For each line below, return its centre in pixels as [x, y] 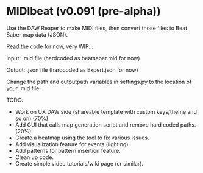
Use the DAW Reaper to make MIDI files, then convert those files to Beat [97, 28]
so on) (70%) [32, 118]
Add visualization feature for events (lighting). [72, 144]
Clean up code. [34, 157]
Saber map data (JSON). [37, 34]
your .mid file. [23, 88]
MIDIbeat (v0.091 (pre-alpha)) [84, 11]
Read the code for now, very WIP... [50, 46]
